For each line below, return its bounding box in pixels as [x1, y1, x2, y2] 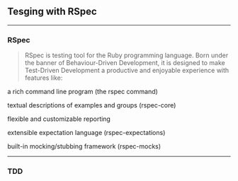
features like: [24, 74, 63, 82]
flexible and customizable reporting [7, 115, 111, 123]
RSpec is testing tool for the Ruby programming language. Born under [24, 51, 229, 59]
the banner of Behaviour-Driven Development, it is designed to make [24, 59, 225, 67]
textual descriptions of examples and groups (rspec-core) [7, 101, 176, 110]
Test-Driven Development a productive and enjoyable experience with [24, 66, 229, 75]
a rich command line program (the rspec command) [7, 88, 158, 96]
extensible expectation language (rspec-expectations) [7, 129, 166, 137]
